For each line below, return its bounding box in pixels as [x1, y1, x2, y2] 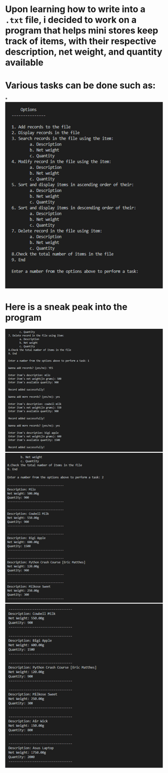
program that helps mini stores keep [5, 25, 158, 36]
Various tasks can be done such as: [5, 80, 156, 91]
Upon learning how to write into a [5, 4, 146, 15]
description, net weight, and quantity [5, 46, 162, 58]
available [5, 57, 43, 68]
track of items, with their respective [5, 36, 156, 47]
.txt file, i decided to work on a [5, 14, 137, 26]
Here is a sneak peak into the [5, 301, 127, 312]
